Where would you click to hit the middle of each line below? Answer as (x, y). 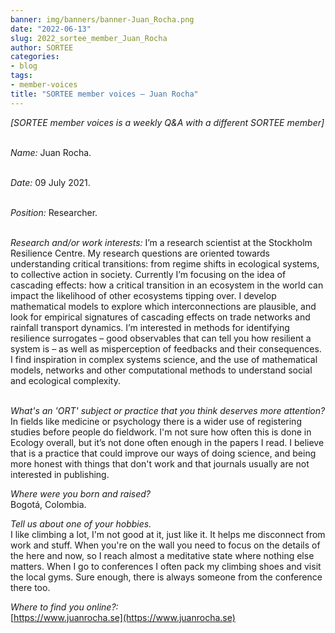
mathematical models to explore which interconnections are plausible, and (163, 306)
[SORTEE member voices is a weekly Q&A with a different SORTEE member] (167, 122)
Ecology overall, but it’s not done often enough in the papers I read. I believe (167, 442)
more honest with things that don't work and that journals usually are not (160, 463)
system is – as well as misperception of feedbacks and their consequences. (166, 348)
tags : (21, 76)
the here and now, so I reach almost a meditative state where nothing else (162, 555)
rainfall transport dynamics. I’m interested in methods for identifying (150, 327)
